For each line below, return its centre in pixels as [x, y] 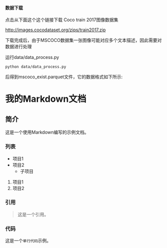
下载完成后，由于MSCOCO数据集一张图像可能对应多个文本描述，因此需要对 [83, 40]
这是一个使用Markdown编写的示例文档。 [47, 132]
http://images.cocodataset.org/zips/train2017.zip [56, 30]
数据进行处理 [18, 47]
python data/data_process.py [36, 67]
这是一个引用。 [33, 214]
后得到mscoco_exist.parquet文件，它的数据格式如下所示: [64, 77]
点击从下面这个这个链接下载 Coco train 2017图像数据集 [62, 20]
